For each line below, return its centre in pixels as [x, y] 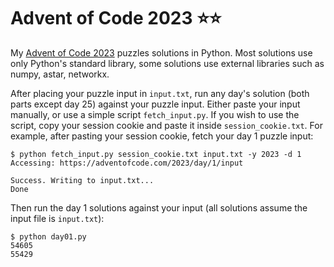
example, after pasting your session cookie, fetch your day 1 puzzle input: [162, 136]
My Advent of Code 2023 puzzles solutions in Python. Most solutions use [161, 52]
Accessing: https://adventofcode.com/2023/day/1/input [127, 163]
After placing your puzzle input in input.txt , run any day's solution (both [160, 93]
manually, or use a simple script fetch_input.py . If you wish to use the [155, 114]
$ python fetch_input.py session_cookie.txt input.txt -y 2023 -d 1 [156, 154]
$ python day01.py [48, 236]
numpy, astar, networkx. [60, 74]
